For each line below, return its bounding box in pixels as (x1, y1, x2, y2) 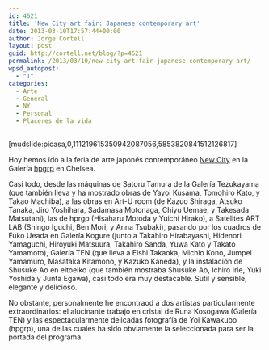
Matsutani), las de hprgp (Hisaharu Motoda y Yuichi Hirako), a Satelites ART (8, 213, 260, 223)
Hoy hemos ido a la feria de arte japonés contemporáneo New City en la (8, 154, 249, 164)
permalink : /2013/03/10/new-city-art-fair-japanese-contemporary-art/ (8, 57, 251, 65)
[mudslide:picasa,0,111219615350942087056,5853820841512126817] (8, 139, 237, 149)
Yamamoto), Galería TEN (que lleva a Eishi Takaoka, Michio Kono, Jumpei (8, 247, 252, 257)
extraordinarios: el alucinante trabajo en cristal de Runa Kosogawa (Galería (8, 306, 257, 316)
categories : (8, 79, 48, 87)
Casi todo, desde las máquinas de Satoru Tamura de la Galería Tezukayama (8, 179, 260, 188)
